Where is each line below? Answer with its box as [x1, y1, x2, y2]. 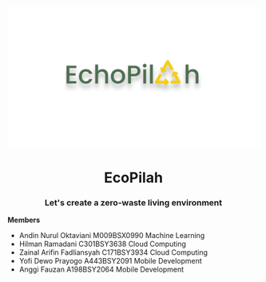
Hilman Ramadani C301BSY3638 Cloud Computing [18, 239, 187, 248]
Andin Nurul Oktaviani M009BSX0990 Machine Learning [18, 230, 205, 240]
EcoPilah [104, 169, 163, 186]
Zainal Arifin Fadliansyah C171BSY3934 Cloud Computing [18, 247, 208, 257]
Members [7, 215, 41, 224]
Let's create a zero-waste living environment [44, 197, 223, 208]
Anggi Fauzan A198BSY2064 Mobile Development [18, 264, 185, 274]
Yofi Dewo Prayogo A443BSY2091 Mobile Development [18, 256, 203, 265]
